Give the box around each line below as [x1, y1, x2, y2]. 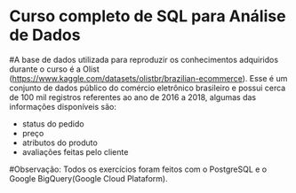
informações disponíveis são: [9, 101, 117, 112]
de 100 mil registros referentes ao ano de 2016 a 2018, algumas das [9, 91, 256, 103]
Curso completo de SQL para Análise [9, 6, 286, 27]
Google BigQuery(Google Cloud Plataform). [9, 173, 168, 183]
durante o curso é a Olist [9, 64, 100, 74]
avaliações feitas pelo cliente [21, 146, 129, 157]
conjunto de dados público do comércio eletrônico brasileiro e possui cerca [9, 82, 286, 93]
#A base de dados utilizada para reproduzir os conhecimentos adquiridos [9, 54, 278, 65]
